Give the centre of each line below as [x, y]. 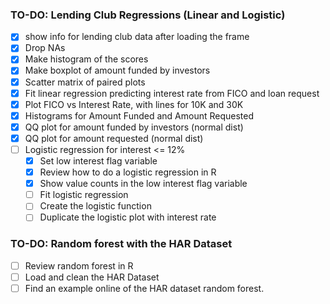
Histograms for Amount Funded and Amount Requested [139, 115]
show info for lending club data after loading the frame [137, 37]
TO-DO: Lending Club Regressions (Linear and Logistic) [148, 15]
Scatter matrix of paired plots [85, 82]
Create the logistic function [95, 206]
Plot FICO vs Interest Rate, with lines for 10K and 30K [134, 104]
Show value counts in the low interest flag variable [143, 184]
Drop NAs [45, 48]
